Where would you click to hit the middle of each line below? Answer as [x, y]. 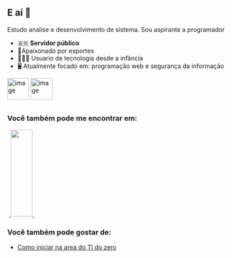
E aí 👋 [19, 13]
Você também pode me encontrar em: [72, 119]
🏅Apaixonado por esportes [56, 51]
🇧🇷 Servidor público [48, 43]
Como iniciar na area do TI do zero [67, 247]
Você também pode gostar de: [59, 232]
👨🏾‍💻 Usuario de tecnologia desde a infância [80, 58]
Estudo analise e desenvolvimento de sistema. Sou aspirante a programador [116, 29]
